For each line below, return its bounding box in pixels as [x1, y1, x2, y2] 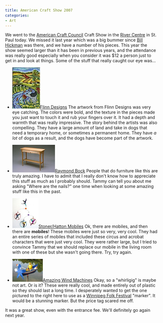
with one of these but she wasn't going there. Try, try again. [12, 249, 132, 255]
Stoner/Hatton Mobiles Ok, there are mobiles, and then [38, 223, 148, 229]
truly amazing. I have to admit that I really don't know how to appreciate [12, 173, 156, 179]
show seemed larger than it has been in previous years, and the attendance [5, 48, 157, 53]
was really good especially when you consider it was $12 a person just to [5, 52, 152, 58]
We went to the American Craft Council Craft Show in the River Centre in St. [5, 32, 157, 38]
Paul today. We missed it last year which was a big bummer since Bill [5, 37, 143, 43]
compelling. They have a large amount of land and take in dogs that [12, 125, 147, 131]
